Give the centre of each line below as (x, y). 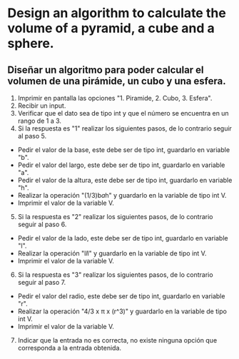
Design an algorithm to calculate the (117, 13)
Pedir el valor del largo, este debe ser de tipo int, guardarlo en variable (121, 165)
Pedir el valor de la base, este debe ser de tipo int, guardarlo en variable (124, 150)
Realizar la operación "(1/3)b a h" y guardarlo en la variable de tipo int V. (122, 195)
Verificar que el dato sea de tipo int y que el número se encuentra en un (123, 113)
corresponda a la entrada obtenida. (70, 348)
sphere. (31, 44)
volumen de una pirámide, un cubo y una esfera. (117, 81)
